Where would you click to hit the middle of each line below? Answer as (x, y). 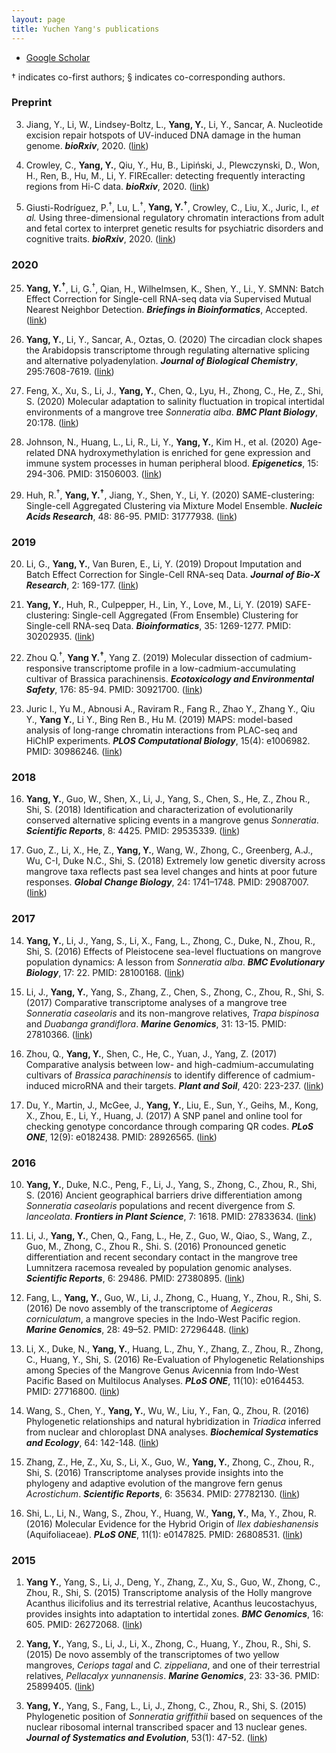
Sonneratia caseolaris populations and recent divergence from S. (160, 1205)
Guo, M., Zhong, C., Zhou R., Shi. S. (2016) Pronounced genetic (156, 1246)
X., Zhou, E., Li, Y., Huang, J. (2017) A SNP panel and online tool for (164, 1115)
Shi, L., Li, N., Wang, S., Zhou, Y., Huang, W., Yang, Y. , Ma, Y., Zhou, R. (171, 1513)
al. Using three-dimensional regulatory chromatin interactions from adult (175, 218)
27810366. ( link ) (59, 1034)
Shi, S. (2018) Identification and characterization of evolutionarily (159, 810)
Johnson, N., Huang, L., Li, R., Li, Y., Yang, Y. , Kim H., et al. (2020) (162, 442)
